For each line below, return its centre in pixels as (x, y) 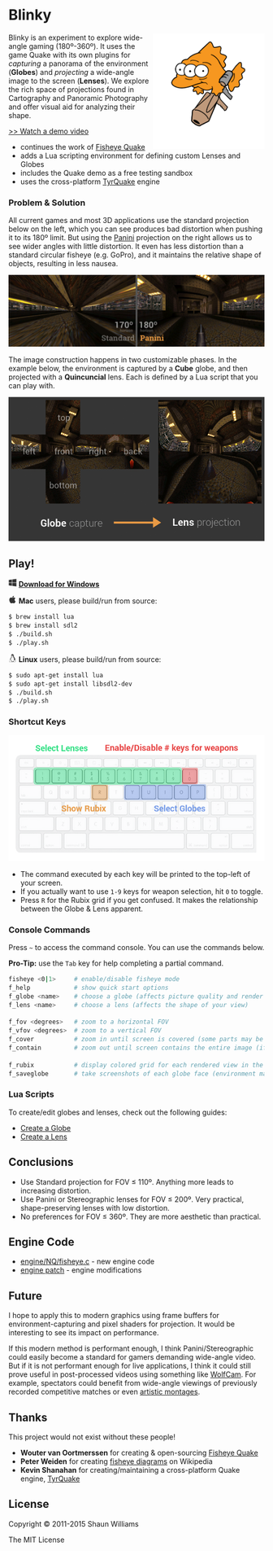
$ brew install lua (41, 617)
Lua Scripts (31, 1094)
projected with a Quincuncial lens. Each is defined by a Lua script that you (133, 377)
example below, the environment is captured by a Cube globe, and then (128, 368)
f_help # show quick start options (89, 988)
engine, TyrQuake (50, 1479)
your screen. (41, 883)
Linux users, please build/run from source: (90, 659)
